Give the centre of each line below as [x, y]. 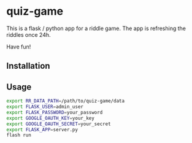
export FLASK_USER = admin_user [45, 107]
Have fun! [19, 47]
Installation [28, 66]
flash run [19, 135]
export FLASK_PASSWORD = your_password [55, 112]
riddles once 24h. [29, 34]
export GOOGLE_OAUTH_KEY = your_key [51, 118]
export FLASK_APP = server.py [42, 129]
